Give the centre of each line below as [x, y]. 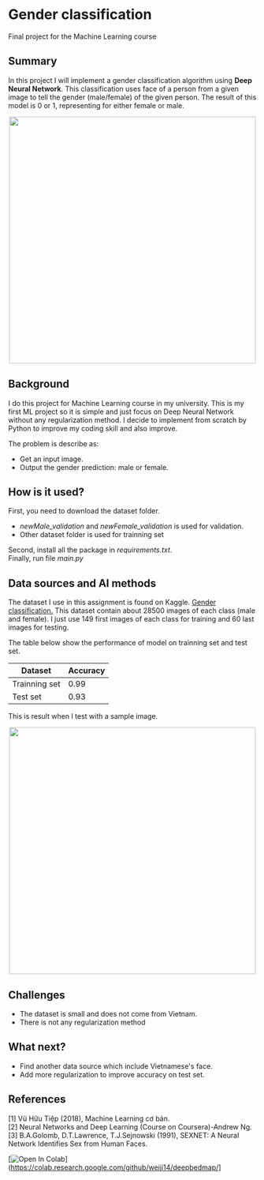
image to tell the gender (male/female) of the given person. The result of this [132, 97]
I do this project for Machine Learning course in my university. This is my [126, 403]
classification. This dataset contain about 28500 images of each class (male [132, 611]
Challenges [37, 995]
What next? [37, 1047]
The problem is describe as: [54, 443]
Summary [33, 61]
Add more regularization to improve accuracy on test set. [112, 1074]
